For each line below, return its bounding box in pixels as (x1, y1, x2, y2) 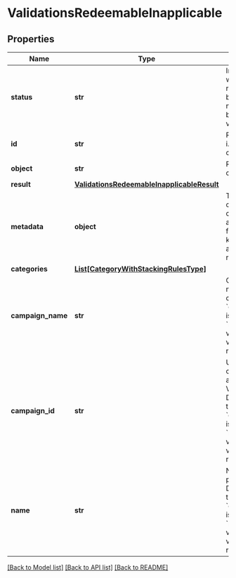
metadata (11, 222, 44, 231)
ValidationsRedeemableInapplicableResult (74, 180, 219, 189)
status (11, 92, 33, 102)
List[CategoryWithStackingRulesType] (74, 264, 206, 273)
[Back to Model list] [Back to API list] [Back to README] (7, 563, 169, 572)
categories (11, 264, 48, 273)
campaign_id (11, 406, 55, 415)
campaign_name (11, 311, 68, 320)
